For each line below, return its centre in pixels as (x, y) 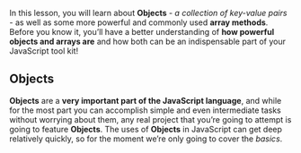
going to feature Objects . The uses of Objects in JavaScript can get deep (146, 129)
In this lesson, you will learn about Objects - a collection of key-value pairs (148, 13)
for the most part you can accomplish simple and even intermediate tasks (145, 110)
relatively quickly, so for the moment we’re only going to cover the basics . (146, 139)
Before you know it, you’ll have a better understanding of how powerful (142, 32)
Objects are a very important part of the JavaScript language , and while (146, 100)
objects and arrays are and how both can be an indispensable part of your (147, 41)
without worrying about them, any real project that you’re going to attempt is (150, 119)
